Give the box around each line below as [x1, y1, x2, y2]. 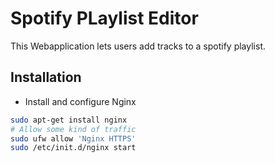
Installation [10, 69, 82, 86]
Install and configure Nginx [24, 95, 137, 107]
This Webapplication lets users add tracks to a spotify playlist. [10, 40, 266, 52]
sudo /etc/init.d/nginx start [10, 143, 137, 153]
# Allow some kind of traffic [10, 124, 137, 134]
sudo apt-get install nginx [10, 115, 128, 125]
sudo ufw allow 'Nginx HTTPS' [10, 133, 137, 144]
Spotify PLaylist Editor [10, 7, 199, 30]
